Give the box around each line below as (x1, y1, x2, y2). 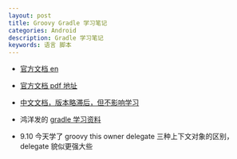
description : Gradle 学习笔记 (8, 33, 104, 42)
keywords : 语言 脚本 (8, 41, 72, 49)
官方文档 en (19, 64, 59, 74)
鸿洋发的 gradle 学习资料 (19, 114, 101, 124)
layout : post (8, 11, 52, 20)
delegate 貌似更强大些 (19, 142, 93, 151)
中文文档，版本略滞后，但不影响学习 (19, 98, 140, 107)
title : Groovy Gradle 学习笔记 (8, 19, 108, 27)
